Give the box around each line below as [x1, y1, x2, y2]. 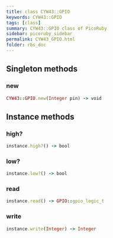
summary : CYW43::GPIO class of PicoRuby [6, 25, 108, 32]
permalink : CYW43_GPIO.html [6, 36, 76, 42]
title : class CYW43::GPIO [6, 8, 70, 15]
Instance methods [6, 111, 75, 122]
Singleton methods [6, 64, 78, 74]
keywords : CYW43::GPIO [6, 14, 62, 20]
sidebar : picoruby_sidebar [6, 31, 73, 37]
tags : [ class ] [6, 20, 41, 26]
